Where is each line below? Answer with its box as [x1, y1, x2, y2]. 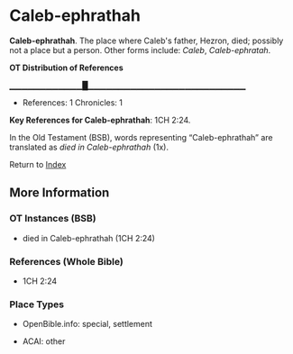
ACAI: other [22, 336, 66, 347]
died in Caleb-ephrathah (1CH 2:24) [22, 232, 156, 243]
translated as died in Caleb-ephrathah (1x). [9, 141, 169, 152]
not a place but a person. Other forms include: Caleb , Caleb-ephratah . [9, 44, 271, 55]
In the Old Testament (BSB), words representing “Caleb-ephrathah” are [9, 132, 273, 142]
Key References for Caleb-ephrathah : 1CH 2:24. [9, 114, 191, 125]
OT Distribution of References [9, 62, 124, 73]
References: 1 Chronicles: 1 [22, 96, 124, 108]
